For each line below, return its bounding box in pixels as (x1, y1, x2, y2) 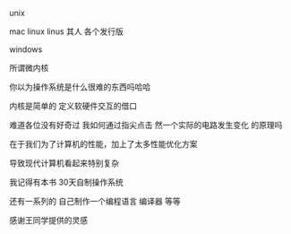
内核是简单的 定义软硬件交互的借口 (9, 100, 137, 111)
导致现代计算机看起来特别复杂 (9, 158, 119, 169)
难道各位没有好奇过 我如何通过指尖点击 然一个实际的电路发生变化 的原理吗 (9, 120, 283, 130)
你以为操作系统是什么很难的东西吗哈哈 (9, 82, 150, 92)
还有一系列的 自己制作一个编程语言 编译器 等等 (9, 196, 181, 206)
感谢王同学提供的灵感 (9, 215, 88, 225)
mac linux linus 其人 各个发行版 (9, 26, 124, 37)
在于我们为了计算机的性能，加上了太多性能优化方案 (9, 139, 198, 149)
